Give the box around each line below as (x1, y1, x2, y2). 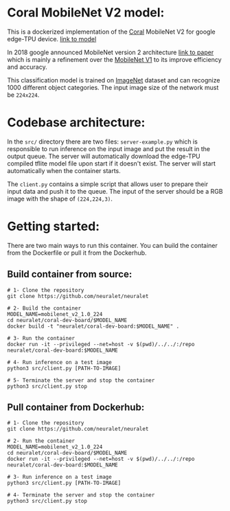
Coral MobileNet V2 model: (7, 5, 165, 21)
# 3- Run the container (7, 334, 76, 341)
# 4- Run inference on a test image (7, 359, 112, 365)
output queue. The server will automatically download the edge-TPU (7, 152, 200, 160)
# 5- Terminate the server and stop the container (7, 376, 155, 384)
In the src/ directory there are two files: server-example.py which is (7, 137, 198, 146)
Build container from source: (7, 269, 133, 280)
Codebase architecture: (7, 115, 146, 130)
